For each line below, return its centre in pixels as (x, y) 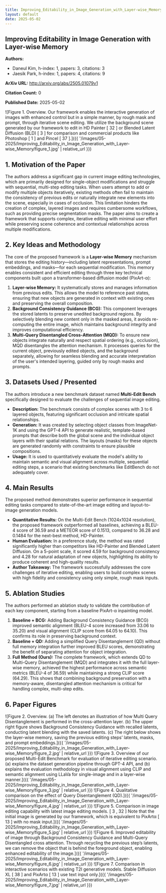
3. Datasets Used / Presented (51, 382)
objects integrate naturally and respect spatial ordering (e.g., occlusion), (86, 340)
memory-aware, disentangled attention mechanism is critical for (77, 684)
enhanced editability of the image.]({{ (43, 853)
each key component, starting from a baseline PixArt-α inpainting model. (79, 611)
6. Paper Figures (31, 704)
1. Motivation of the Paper (45, 164)
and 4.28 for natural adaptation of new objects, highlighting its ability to (85, 557)
